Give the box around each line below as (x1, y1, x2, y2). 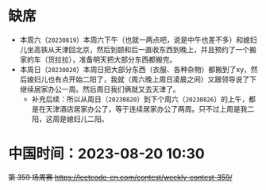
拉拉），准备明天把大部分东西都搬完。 (54, 55, 177, 64)
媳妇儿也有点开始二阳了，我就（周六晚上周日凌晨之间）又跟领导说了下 (26, 74, 256, 84)
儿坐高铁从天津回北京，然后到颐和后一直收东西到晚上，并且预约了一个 (19, 44, 250, 54)
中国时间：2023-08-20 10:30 (8, 145, 205, 163)
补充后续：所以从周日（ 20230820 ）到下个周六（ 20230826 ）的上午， (31, 94, 249, 104)
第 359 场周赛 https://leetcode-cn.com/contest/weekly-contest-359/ (8, 172, 233, 182)
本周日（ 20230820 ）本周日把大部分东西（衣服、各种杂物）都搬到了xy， (19, 64, 252, 74)
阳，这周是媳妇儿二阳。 (31, 114, 109, 123)
